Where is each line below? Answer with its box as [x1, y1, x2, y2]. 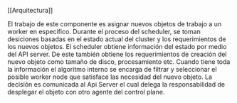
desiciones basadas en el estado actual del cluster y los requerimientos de [7, 35, 226, 43]
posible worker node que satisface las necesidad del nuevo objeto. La [7, 72, 212, 81]
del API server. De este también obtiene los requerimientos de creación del [7, 50, 227, 58]
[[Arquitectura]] [7, 6, 53, 14]
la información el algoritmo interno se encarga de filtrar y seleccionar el [7, 65, 217, 73]
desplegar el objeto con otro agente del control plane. [7, 88, 165, 96]
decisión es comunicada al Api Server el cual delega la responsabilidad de [7, 80, 226, 88]
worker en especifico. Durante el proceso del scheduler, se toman [7, 28, 201, 36]
